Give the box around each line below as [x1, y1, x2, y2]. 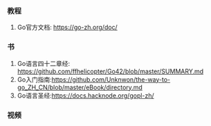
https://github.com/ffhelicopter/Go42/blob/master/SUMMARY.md [17, 67, 204, 75]
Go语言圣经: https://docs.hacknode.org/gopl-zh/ [17, 91, 154, 100]
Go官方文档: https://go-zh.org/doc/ [17, 23, 118, 32]
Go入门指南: [17, 75, 52, 84]
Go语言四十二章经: [17, 59, 71, 67]
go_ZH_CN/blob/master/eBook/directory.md [17, 83, 143, 91]
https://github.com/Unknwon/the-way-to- [51, 75, 171, 84]
